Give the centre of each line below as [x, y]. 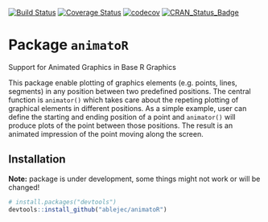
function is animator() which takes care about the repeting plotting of [124, 100]
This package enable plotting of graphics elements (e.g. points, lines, [123, 82]
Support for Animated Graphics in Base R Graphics [93, 67]
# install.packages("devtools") [62, 202]
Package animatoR [68, 45]
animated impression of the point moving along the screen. [106, 134]
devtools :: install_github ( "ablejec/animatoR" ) [88, 209]
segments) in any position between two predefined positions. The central [130, 91]
